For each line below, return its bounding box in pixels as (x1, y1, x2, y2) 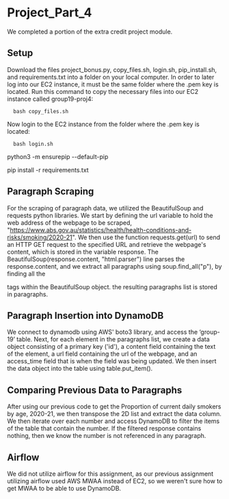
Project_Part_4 (7, 5, 92, 21)
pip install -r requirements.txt (7, 166, 89, 174)
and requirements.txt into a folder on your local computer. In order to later (7, 73, 215, 81)
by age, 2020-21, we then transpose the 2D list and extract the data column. (7, 410, 222, 418)
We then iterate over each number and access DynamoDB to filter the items (7, 417, 220, 426)
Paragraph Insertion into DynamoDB (7, 310, 164, 321)
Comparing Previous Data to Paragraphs (7, 384, 183, 395)
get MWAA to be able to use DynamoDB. (7, 485, 122, 492)
